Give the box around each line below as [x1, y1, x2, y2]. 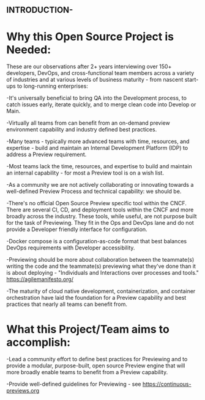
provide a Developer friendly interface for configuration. [6, 225, 148, 233]
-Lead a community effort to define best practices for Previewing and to [6, 356, 188, 363]
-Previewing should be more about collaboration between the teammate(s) [6, 256, 195, 264]
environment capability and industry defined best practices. [6, 126, 157, 133]
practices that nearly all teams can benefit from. [6, 300, 127, 308]
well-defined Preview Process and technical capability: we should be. [6, 187, 182, 195]
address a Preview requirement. [6, 151, 87, 159]
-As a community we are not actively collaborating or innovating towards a [6, 181, 194, 189]
